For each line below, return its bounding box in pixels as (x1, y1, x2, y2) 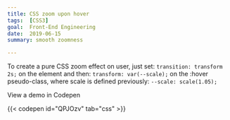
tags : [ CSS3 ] (7, 17, 49, 24)
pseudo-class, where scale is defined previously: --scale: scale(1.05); (7, 77, 218, 85)
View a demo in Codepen (7, 91, 81, 100)
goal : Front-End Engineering (7, 23, 96, 30)
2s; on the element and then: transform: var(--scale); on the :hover (7, 70, 209, 78)
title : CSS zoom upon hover (7, 10, 90, 18)
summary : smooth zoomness (7, 37, 83, 44)
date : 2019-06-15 (7, 30, 61, 37)
